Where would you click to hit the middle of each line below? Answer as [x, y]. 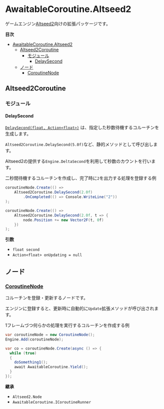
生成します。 [18, 134]
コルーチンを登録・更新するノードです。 [47, 298]
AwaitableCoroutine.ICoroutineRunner [52, 402]
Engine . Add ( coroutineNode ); [34, 339]
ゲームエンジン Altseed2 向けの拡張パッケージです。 [58, 23]
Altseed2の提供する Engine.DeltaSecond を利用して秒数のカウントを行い [78, 161]
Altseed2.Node [27, 397]
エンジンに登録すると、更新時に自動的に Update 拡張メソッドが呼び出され [80, 308]
